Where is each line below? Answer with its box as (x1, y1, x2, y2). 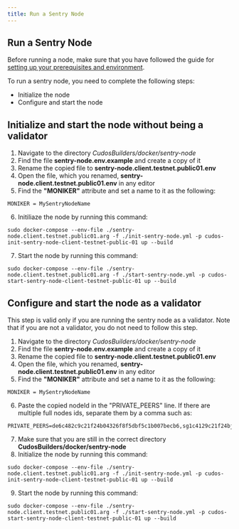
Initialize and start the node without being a (7, 119, 204, 131)
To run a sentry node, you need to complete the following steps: (7, 77, 195, 85)
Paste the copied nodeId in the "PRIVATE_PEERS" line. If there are (17, 401, 211, 410)
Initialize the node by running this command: (17, 450, 148, 459)
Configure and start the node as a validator (7, 296, 201, 309)
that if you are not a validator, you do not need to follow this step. (7, 324, 198, 332)
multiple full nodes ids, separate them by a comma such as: (17, 409, 193, 417)
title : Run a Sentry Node (7, 10, 84, 18)
